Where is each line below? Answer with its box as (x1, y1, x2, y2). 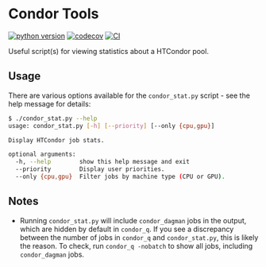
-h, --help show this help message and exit (15, 158, 191, 166)
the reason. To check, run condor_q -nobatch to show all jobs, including (19, 241, 253, 250)
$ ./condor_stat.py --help (8, 114, 98, 122)
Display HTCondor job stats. (8, 136, 105, 144)
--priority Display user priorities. (15, 165, 165, 173)
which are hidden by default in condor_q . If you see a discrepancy (19, 224, 234, 234)
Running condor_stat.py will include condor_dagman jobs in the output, (19, 215, 247, 225)
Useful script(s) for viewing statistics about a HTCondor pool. (8, 46, 209, 56)
